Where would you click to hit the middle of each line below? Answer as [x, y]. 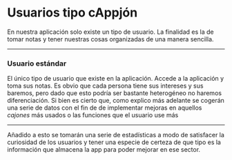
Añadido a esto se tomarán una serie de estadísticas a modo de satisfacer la [116, 135]
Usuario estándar [37, 63]
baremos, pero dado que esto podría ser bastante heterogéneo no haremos [115, 93]
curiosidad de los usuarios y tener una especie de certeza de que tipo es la [114, 142]
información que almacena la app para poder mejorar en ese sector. [104, 150]
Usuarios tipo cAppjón [72, 13]
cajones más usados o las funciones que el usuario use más [93, 115]
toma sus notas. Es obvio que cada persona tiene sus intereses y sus [105, 86]
